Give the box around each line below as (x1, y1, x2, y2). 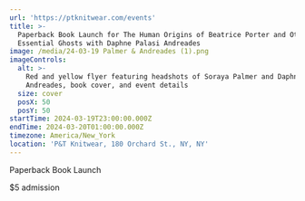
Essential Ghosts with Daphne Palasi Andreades (17, 38, 202, 48)
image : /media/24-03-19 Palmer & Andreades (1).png (9, 47, 209, 56)
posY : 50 (17, 106, 51, 115)
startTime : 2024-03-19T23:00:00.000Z (9, 114, 152, 123)
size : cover (17, 89, 64, 98)
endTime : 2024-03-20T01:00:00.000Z (9, 123, 144, 132)
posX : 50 (17, 97, 51, 107)
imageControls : (9, 55, 67, 64)
